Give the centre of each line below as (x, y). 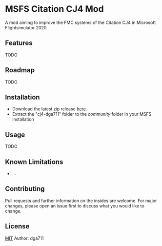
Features (19, 43)
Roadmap (20, 70)
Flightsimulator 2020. (26, 27)
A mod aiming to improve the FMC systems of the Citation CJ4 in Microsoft (81, 22)
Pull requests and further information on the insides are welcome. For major (81, 201)
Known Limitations (34, 162)
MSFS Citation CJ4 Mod (54, 9)
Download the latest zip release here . (50, 109)
